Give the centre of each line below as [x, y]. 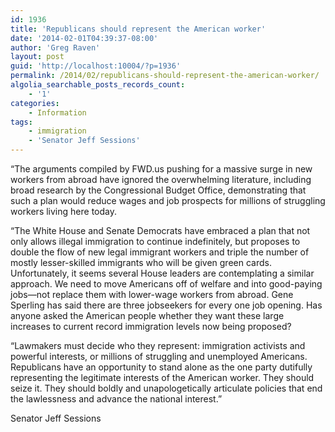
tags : [21, 122]
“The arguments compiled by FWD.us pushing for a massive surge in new [161, 169]
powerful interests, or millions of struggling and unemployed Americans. [159, 356]
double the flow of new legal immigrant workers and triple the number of [160, 252]
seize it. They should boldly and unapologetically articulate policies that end [166, 388]
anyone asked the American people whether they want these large [147, 315]
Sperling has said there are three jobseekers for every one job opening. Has [166, 305]
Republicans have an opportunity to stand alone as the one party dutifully [161, 367]
